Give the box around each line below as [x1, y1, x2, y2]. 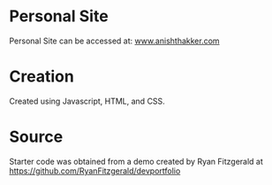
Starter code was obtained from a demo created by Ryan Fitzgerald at [9, 156, 263, 166]
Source [9, 127, 64, 147]
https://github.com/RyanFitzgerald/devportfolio [9, 166, 181, 176]
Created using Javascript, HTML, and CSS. [9, 96, 165, 106]
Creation [9, 66, 75, 87]
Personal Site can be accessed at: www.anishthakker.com [9, 35, 220, 46]
